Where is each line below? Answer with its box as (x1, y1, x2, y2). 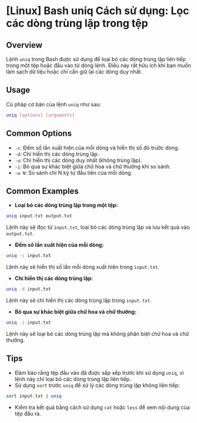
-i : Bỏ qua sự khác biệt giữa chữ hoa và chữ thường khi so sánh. (14, 163, 172, 170)
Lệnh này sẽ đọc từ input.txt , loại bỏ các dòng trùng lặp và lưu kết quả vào (6, 224, 190, 231)
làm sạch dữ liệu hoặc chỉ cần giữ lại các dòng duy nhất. (6, 68, 143, 75)
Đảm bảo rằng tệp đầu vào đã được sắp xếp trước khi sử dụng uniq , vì (14, 369, 184, 376)
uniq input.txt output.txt (6, 213, 72, 219)
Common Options (6, 128, 72, 139)
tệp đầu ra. (14, 410, 41, 417)
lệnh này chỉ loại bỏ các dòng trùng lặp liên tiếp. (14, 375, 131, 382)
